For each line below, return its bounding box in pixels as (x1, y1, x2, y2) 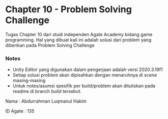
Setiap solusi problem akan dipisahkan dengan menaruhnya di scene (12, 72, 157, 78)
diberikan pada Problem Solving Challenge (5, 42, 95, 48)
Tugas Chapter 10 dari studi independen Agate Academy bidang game (5, 31, 153, 37)
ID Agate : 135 (5, 108, 35, 114)
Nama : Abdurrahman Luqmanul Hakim (5, 98, 87, 104)
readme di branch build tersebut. (12, 88, 82, 94)
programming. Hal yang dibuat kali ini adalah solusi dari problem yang (5, 37, 152, 43)
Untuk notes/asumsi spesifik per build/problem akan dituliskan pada (12, 83, 156, 89)
